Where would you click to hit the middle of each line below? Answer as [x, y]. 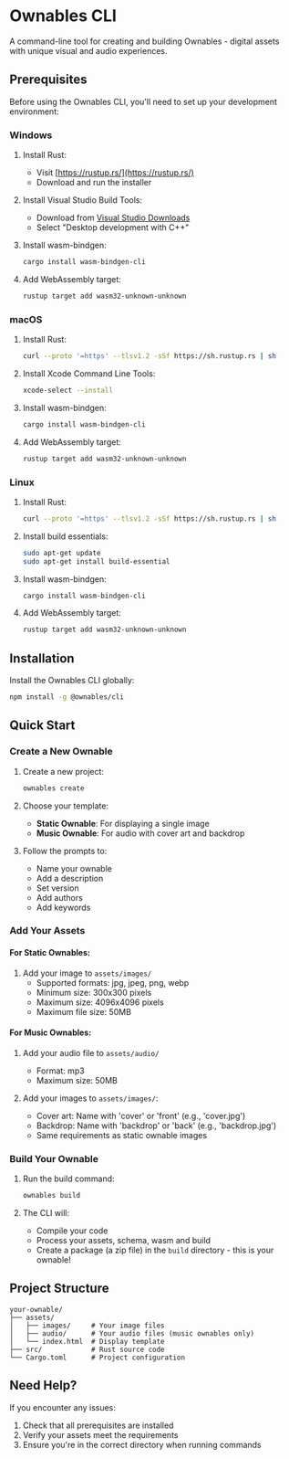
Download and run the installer [94, 183]
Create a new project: [63, 771]
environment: [34, 111]
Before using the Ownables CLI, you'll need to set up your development [144, 101]
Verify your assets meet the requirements [100, 1434]
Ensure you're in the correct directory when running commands [142, 1444]
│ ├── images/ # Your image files [88, 1326]
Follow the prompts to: [65, 851]
